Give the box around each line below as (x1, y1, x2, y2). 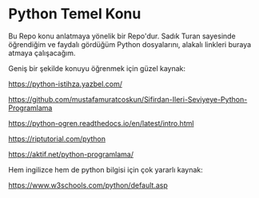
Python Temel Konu (8, 5, 141, 23)
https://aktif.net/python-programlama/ (8, 149, 134, 159)
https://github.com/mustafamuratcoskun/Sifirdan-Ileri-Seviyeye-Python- (8, 94, 248, 104)
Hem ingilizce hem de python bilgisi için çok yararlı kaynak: (8, 164, 204, 174)
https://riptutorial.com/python (8, 133, 106, 144)
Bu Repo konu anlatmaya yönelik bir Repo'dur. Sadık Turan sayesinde (8, 31, 236, 41)
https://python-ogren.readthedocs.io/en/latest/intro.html (8, 118, 194, 128)
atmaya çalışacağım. (8, 48, 76, 57)
